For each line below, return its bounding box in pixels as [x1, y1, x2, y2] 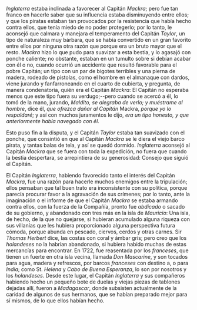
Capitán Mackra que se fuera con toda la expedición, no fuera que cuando [6, 148, 187, 155]
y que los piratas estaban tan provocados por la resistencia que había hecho [6, 18, 192, 24]
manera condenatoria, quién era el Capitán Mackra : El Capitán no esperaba [6, 87, 189, 93]
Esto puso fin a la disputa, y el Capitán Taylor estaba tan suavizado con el [6, 129, 185, 136]
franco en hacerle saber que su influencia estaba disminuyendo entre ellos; [6, 11, 189, 18]
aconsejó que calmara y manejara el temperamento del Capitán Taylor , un [6, 30, 185, 37]
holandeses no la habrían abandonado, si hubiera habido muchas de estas [6, 241, 187, 248]
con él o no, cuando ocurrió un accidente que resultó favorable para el [6, 61, 178, 68]
